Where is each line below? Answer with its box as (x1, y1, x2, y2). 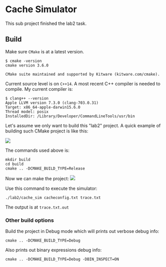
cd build (5, 161, 24, 166)
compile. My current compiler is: (5, 86, 73, 92)
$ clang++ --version (5, 95, 49, 101)
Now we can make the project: (5, 175, 70, 181)
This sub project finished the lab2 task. (5, 20, 87, 26)
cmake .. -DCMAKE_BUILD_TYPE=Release (5, 166, 85, 171)
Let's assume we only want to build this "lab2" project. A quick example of (5, 122, 161, 128)
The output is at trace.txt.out (5, 204, 70, 210)
